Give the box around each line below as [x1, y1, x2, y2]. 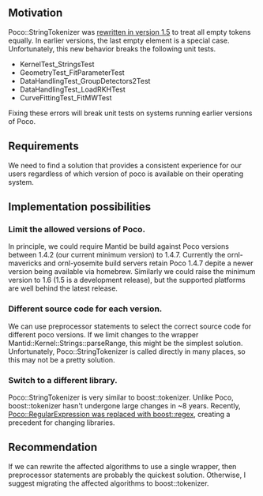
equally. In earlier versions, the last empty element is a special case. [8, 36, 231, 45]
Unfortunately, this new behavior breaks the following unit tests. [8, 43, 216, 54]
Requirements [8, 140, 79, 153]
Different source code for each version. [8, 303, 163, 314]
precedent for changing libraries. [8, 418, 115, 427]
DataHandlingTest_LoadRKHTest [19, 85, 126, 94]
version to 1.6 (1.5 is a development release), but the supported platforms [8, 276, 246, 285]
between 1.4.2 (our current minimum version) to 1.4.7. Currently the [8, 250, 226, 260]
